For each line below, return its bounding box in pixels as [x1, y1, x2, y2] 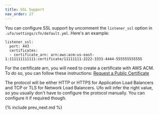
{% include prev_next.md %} [5, 104, 62, 110]
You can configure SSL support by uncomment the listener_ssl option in [5, 25, 153, 31]
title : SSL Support [5, 7, 45, 12]
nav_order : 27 [5, 12, 34, 16]
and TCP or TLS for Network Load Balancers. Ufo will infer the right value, [5, 84, 153, 90]
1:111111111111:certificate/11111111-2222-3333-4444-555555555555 [5, 56, 142, 61]
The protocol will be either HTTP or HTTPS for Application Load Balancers [5, 80, 154, 85]
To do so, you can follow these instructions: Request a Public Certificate [5, 70, 149, 76]
